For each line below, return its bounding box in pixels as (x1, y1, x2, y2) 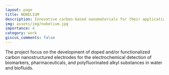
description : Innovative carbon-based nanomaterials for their (5, 16, 141, 21)
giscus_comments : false (5, 35, 55, 40)
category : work (5, 30, 37, 35)
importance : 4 (5, 26, 35, 31)
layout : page (5, 7, 33, 12)
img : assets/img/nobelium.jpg (5, 21, 69, 26)
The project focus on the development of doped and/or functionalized (5, 48, 150, 55)
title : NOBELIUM (5, 12, 39, 17)
